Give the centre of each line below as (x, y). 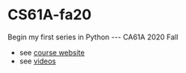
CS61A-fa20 (50, 15)
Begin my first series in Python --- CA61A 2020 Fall (93, 37)
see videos (38, 61)
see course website (52, 52)
